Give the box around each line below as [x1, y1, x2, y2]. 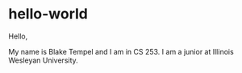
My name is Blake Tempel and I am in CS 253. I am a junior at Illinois [8, 47, 234, 56]
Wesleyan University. [8, 55, 78, 65]
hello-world [8, 5, 89, 23]
